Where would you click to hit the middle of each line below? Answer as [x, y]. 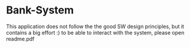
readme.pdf [20, 39]
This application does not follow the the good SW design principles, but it [95, 26]
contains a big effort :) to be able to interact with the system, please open [95, 32]
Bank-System [40, 10]
